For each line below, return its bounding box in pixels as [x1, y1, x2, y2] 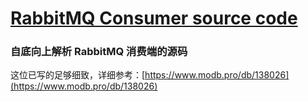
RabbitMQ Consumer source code [10, 7, 298, 30]
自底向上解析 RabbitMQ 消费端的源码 [10, 45, 188, 59]
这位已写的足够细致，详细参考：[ [10, 69, 146, 81]
